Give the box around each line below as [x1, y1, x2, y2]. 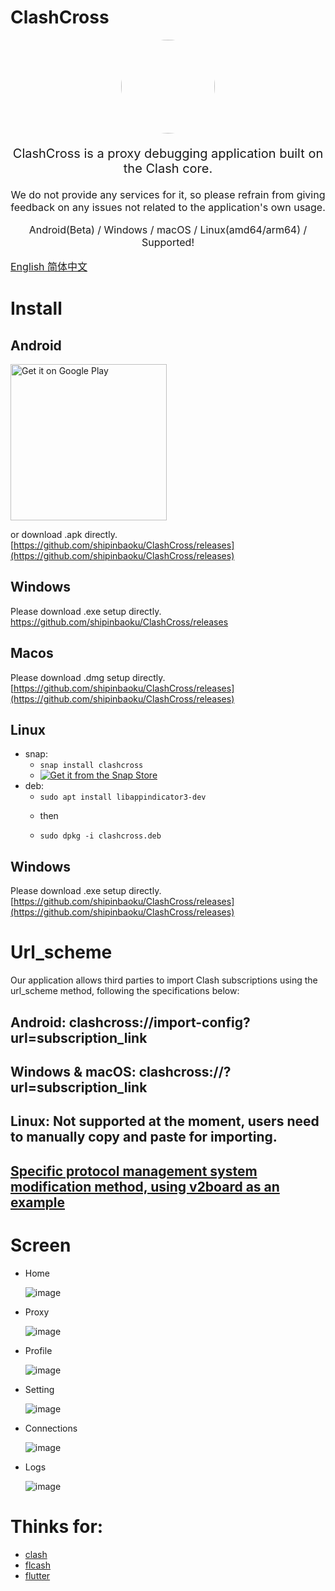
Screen [10, 1234, 72, 1256]
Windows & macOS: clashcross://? [10, 1063, 232, 1080]
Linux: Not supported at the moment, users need [10, 1113, 320, 1130]
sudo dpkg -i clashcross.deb [39, 831, 162, 841]
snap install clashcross [39, 761, 144, 771]
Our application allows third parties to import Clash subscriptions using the [10, 974, 318, 986]
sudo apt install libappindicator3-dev [39, 792, 207, 803]
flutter [24, 1569, 51, 1581]
